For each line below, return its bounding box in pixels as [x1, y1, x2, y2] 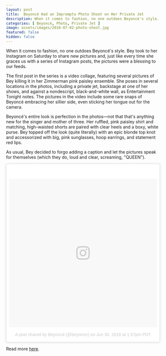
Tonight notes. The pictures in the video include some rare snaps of [6, 93, 143, 99]
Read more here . [6, 346, 40, 352]
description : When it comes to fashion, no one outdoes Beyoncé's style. [6, 16, 160, 21]
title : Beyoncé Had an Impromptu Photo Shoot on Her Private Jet [6, 12, 144, 17]
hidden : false [6, 35, 35, 40]
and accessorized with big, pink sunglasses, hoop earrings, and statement [6, 134, 156, 140]
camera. [6, 104, 23, 110]
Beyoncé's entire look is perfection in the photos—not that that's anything [6, 113, 154, 119]
